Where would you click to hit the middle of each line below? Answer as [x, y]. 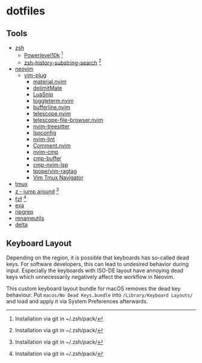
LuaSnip [43, 95]
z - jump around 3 [37, 191]
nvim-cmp [46, 152]
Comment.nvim [52, 146]
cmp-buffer [47, 158]
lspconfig [44, 133]
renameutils [29, 218]
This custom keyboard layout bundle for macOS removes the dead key [93, 289]
